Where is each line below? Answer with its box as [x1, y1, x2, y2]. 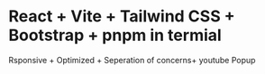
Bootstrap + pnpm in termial [8, 25, 222, 45]
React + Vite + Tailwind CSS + [8, 6, 235, 27]
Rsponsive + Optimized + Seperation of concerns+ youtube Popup [8, 54, 256, 65]
